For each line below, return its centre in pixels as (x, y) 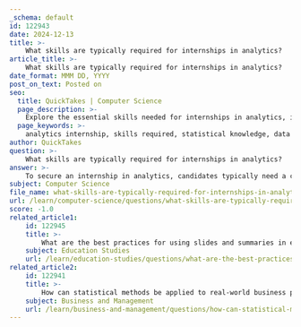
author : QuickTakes (46, 142)
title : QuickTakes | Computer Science (90, 101)
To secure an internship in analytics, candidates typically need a (156, 176)
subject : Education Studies (77, 251)
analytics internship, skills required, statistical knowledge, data (158, 134)
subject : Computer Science (60, 185)
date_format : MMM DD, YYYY (60, 76)
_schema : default (42, 17)
